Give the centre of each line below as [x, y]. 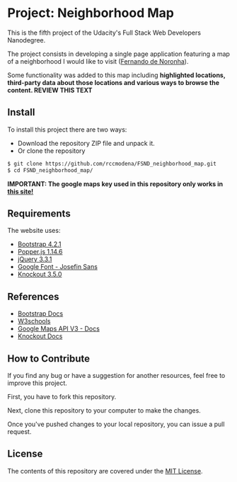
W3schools [34, 321]
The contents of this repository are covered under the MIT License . [105, 471]
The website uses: [34, 231]
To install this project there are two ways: [67, 130]
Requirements [39, 213]
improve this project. [37, 383]
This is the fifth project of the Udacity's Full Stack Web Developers [104, 33]
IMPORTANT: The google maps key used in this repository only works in [115, 184]
